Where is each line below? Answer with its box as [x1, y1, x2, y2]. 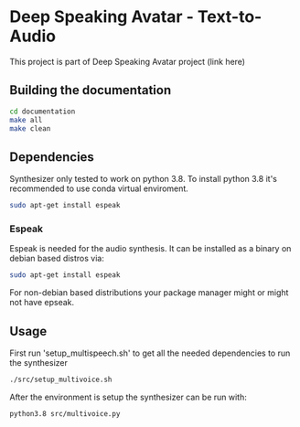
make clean [9, 123, 51, 133]
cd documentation [9, 107, 76, 116]
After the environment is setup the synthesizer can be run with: [9, 391, 247, 402]
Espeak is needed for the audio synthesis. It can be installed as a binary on [9, 243, 292, 254]
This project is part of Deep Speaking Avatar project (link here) [9, 56, 245, 67]
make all [9, 115, 43, 124]
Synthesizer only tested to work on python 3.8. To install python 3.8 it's [9, 174, 277, 185]
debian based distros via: [9, 253, 105, 264]
